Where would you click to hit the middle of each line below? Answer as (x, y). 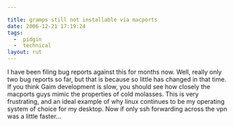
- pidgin (28, 39)
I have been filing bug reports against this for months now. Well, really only (115, 72)
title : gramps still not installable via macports (82, 19)
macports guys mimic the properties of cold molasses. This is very (103, 94)
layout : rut (24, 52)
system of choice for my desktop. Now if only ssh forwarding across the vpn (117, 109)
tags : (15, 33)
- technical (32, 46)
